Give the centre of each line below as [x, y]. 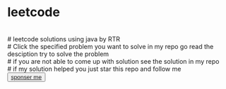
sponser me [26, 77]
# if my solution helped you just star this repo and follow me [94, 69]
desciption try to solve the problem [58, 54]
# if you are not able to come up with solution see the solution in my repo [113, 61]
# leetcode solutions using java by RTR [64, 39]
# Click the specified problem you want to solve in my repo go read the [111, 46]
